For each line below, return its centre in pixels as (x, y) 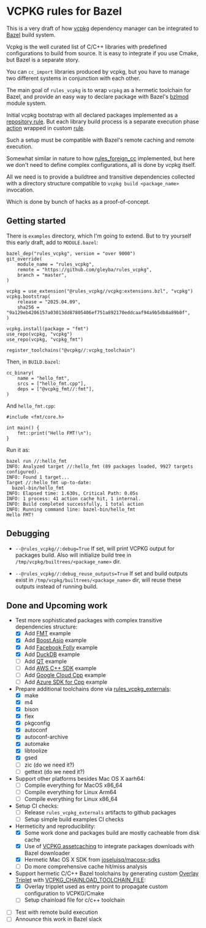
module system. (27, 103)
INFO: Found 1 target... (38, 477)
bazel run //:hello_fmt (37, 461)
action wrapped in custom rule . (46, 128)
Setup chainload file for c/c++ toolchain (74, 900)
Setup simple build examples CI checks (74, 819)
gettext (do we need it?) (55, 771)
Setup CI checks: (37, 806)
